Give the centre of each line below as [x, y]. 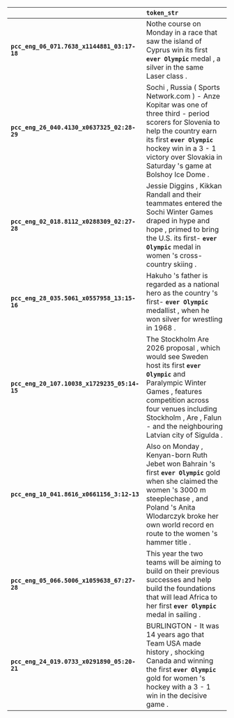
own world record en [180, 525]
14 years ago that [175, 635]
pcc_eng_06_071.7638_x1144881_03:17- [73, 46]
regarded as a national [182, 284]
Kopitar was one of [177, 105]
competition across [178, 400]
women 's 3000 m [176, 490]
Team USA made [173, 643]
